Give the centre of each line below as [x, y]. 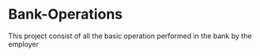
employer [24, 44]
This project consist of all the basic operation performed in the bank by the [130, 36]
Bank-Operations [66, 14]
